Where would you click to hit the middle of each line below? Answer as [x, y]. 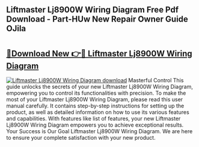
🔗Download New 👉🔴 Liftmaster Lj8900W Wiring [99, 53]
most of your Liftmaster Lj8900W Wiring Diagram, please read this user [95, 99]
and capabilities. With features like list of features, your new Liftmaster [93, 118]
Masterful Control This [156, 80]
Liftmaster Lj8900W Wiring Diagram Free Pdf [93, 10]
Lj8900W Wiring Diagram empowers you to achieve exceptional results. [95, 125]
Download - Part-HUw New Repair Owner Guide [97, 19]
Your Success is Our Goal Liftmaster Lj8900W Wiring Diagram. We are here [99, 131]
